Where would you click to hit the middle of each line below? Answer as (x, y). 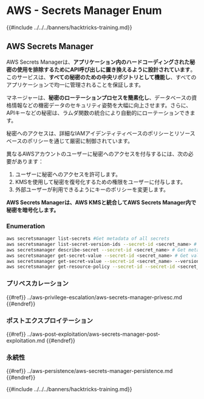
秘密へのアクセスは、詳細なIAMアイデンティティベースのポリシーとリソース (101, 133)
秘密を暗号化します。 (33, 210)
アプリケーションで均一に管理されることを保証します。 (75, 84)
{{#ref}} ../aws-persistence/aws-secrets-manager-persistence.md (90, 371)
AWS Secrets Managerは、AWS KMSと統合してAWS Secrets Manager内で (101, 202)
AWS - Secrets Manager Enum (84, 11)
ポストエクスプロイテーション (49, 321)
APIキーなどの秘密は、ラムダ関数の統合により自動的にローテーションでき (98, 112)
